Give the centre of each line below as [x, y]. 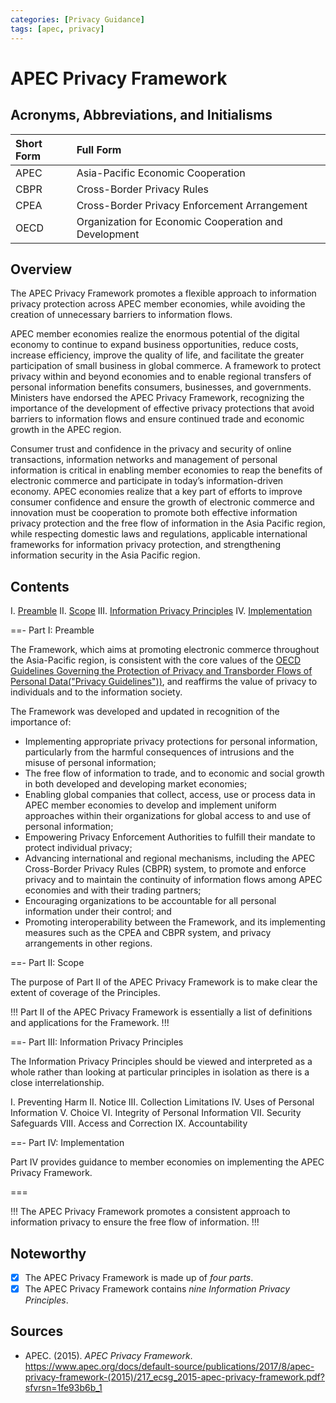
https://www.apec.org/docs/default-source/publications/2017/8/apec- [169, 1366]
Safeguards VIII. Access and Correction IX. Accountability [129, 1123]
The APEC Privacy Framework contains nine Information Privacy [157, 1289]
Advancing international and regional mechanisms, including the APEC [170, 858]
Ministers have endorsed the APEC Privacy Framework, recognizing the [157, 398]
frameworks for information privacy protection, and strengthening [145, 545]
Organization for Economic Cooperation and [179, 221]
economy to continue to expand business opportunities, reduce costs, [154, 345]
